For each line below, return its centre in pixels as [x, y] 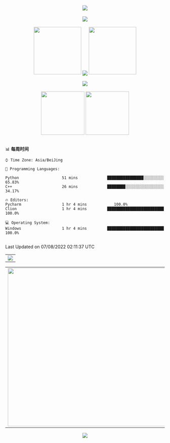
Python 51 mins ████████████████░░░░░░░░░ [85, 178]
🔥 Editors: [17, 200]
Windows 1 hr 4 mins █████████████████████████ [85, 229]
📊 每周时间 [17, 149]
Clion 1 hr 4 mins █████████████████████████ [85, 209]
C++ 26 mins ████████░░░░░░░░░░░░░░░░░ [85, 187]
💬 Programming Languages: [32, 169]
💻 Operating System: [28, 223]
